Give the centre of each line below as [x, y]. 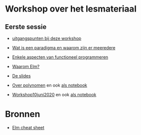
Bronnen [23, 114]
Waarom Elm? [26, 67]
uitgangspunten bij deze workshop [47, 38]
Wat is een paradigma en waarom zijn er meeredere [63, 48]
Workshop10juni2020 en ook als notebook [54, 95]
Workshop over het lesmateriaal [71, 9]
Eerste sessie [26, 27]
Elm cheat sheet [28, 127]
